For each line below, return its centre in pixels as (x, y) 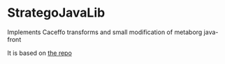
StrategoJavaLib (56, 13)
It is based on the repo (39, 53)
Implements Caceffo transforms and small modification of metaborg (105, 32)
